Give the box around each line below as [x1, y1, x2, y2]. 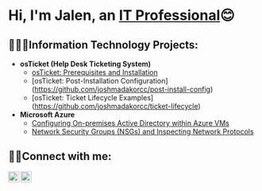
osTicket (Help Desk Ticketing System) [19, 59, 152, 68]
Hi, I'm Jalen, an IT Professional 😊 [8, 6, 235, 25]
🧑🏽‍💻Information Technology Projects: [8, 38, 198, 52]
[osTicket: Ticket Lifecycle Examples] [31, 93, 154, 102]
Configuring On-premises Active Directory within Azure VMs [31, 119, 230, 127]
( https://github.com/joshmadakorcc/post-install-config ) [31, 84, 214, 94]
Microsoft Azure [19, 110, 75, 119]
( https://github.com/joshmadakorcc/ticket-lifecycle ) [31, 102, 201, 111]
